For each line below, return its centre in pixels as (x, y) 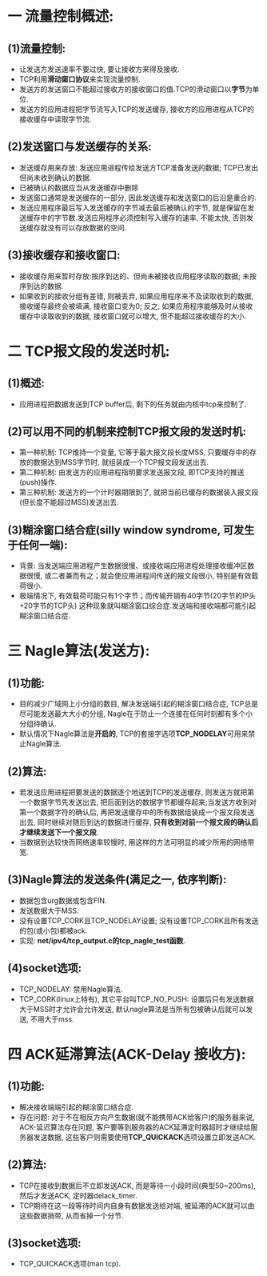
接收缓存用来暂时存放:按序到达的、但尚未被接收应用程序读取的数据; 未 (134, 276)
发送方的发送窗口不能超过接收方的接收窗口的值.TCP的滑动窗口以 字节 (132, 89)
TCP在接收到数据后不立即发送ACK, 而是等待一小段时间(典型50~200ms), (137, 1186)
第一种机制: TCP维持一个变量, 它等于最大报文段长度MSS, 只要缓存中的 (134, 452)
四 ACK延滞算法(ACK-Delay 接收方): (127, 1054)
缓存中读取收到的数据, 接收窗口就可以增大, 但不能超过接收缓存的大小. (133, 316)
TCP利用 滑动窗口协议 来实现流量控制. (80, 79)
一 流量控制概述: (60, 16)
